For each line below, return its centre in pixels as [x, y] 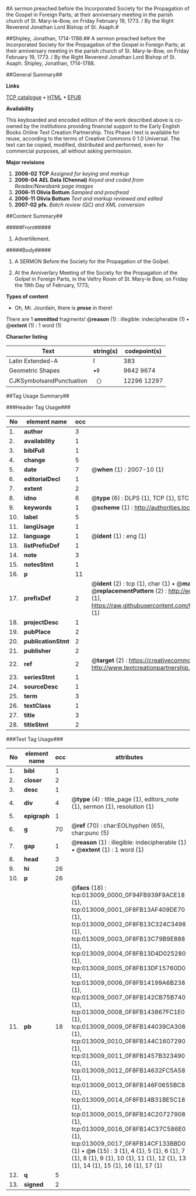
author [34, 431]
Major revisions [25, 162]
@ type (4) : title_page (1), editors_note [125, 799]
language [37, 536]
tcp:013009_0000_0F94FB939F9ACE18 [128, 895]
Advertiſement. [32, 239]
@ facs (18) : [89, 887]
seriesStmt [40, 677]
